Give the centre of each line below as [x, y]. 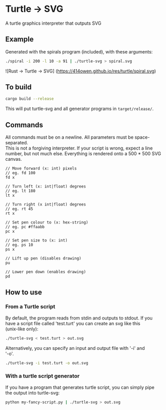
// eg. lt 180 [21, 191]
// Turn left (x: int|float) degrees [46, 187]
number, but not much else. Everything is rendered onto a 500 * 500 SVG [83, 154]
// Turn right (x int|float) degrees [46, 204]
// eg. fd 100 [21, 173]
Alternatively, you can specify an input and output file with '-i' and [75, 348]
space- [142, 137]
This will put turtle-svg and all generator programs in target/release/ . [80, 109]
